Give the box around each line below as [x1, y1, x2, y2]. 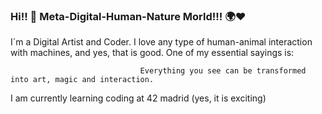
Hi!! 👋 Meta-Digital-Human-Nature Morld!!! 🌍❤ [10, 9, 247, 23]
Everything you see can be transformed [139, 66, 307, 76]
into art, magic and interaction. [10, 75, 155, 85]
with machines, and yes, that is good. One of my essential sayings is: [10, 47, 295, 59]
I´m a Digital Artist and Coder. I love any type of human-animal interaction [10, 36, 313, 48]
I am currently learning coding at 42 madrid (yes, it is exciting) [10, 92, 267, 104]
